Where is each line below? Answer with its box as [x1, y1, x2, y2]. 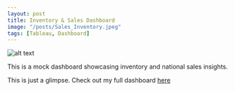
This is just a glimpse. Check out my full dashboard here [7, 76, 171, 85]
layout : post [7, 10, 46, 17]
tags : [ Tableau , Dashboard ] [7, 29, 90, 37]
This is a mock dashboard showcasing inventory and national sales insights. [7, 62, 228, 71]
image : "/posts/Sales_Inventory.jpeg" [7, 23, 121, 30]
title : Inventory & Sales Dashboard [7, 17, 115, 24]
